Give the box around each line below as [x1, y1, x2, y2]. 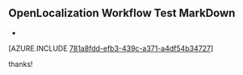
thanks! [8, 59, 34, 69]
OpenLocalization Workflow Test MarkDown [8, 6, 236, 20]
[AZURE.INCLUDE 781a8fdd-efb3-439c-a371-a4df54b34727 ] [8, 44, 214, 53]
